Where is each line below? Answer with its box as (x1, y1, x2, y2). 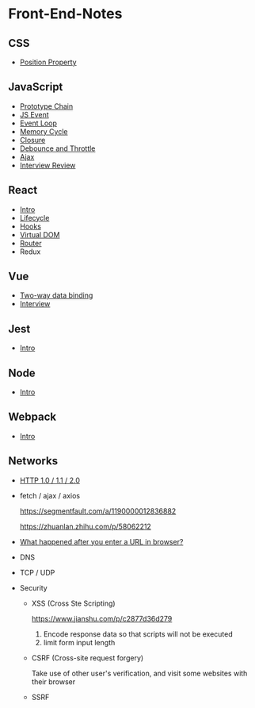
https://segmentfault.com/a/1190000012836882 (19, 506, 177, 516)
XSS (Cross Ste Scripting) (31, 598, 116, 608)
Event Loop (19, 118, 58, 128)
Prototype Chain (19, 101, 74, 111)
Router (19, 238, 42, 248)
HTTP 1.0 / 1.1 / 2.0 (19, 475, 81, 485)
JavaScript (8, 80, 63, 94)
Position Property (19, 57, 77, 67)
